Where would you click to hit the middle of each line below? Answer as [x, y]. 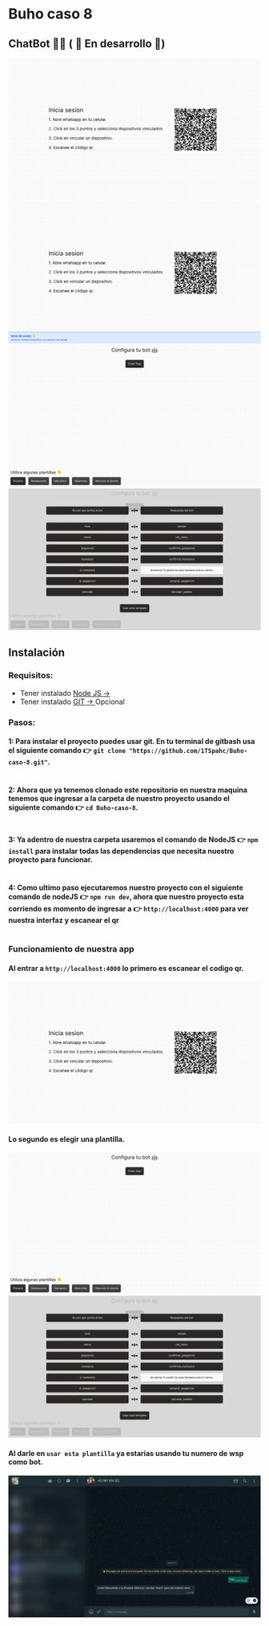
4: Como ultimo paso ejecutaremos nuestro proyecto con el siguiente [126, 888]
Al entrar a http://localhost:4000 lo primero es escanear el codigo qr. [126, 968]
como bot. [26, 1462]
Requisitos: [31, 676]
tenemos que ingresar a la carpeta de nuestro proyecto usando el [119, 799]
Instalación [37, 653]
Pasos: [22, 722]
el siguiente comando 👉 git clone [67, 750]
